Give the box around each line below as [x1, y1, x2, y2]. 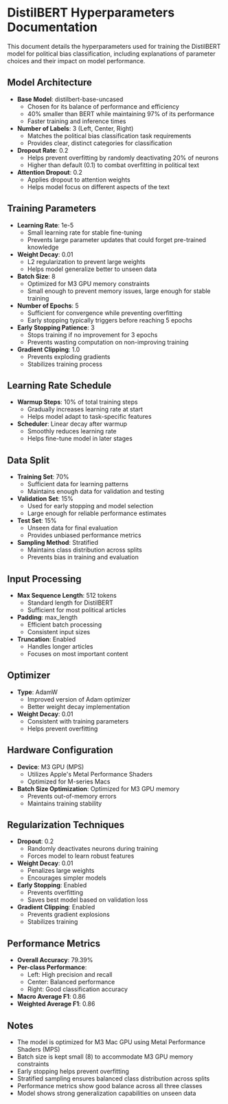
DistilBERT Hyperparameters [7, 5, 175, 21]
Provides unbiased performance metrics [27, 531, 142, 539]
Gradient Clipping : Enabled [16, 903, 95, 911]
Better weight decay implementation [27, 702, 130, 711]
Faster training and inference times [27, 117, 126, 125]
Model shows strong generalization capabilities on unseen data [16, 1089, 196, 1098]
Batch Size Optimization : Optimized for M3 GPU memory [16, 784, 180, 792]
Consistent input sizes [27, 628, 91, 636]
